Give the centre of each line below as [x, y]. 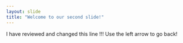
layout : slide [24, 11]
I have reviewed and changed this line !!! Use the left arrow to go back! [92, 34]
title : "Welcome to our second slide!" [55, 17]
